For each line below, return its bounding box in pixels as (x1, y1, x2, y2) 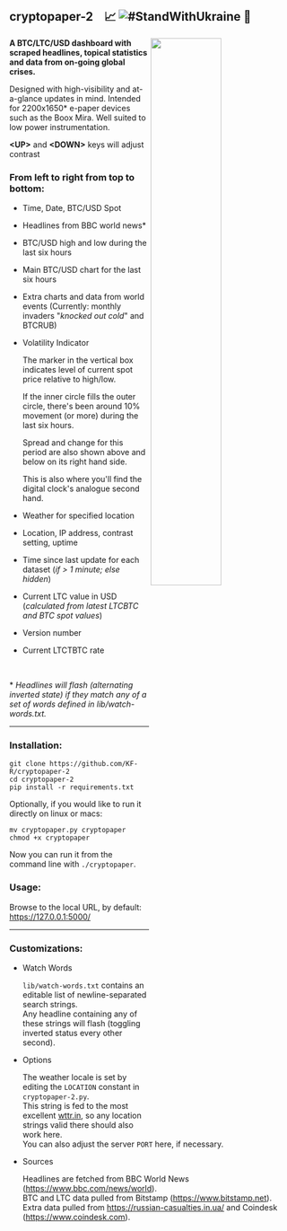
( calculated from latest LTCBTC (22, 601, 139, 611)
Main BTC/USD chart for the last (22, 265, 142, 276)
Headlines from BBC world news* (22, 220, 146, 231)
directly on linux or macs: (9, 808, 103, 819)
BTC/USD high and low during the (22, 238, 148, 249)
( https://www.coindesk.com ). (22, 1212, 131, 1222)
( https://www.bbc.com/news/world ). (22, 1183, 157, 1193)
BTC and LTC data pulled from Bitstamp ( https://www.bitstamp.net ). (22, 1192, 272, 1203)
